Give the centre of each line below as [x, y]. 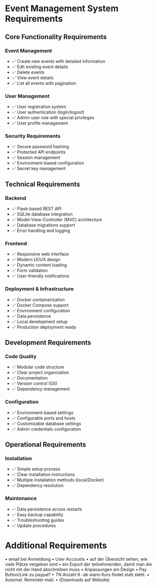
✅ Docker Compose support [40, 305]
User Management [27, 96]
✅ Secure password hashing [40, 147]
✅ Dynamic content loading [39, 265]
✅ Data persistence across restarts [47, 509]
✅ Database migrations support [43, 225]
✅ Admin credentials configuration [47, 429]
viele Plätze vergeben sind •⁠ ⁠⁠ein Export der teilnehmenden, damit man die [78, 564]
